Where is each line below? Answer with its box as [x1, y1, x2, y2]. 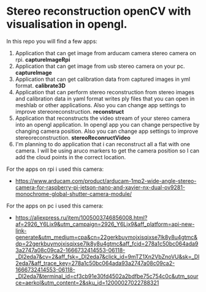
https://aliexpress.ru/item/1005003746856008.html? [15, 214, 148, 221]
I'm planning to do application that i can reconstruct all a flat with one [15, 140, 191, 148]
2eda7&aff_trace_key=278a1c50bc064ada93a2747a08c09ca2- [15, 259, 175, 267]
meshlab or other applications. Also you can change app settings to [15, 101, 186, 108]
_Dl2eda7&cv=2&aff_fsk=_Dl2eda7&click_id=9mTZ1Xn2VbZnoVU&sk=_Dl [15, 253, 200, 260]
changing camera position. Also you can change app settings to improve [15, 127, 199, 135]
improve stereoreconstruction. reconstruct [15, 108, 124, 115]
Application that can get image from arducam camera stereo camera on [15, 49, 196, 56]
